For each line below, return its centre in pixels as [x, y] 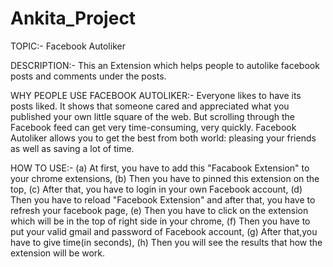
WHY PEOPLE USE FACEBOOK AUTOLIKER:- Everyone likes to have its [156, 95]
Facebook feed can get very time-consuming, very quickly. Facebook [153, 127]
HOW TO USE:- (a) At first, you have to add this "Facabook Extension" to [160, 168]
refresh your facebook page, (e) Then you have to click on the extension [159, 210]
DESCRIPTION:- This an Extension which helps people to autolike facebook [165, 65]
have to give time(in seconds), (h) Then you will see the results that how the [166, 242]
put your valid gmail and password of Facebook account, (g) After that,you [164, 231]
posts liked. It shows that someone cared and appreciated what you [150, 106]
